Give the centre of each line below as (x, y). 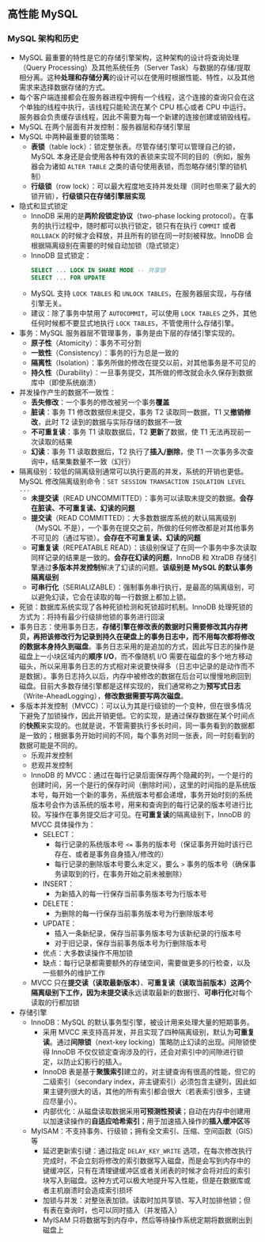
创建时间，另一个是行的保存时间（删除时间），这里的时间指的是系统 (140, 785)
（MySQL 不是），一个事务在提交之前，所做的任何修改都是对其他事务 (142, 528)
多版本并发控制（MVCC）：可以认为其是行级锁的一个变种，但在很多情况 (135, 706)
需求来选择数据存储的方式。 (64, 87)
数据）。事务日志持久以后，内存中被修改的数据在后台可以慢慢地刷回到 (138, 676)
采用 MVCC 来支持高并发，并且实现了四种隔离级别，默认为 (138, 1032)
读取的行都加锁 (55, 1002)
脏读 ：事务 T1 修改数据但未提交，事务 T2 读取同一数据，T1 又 (131, 412)
